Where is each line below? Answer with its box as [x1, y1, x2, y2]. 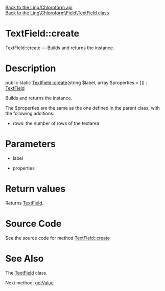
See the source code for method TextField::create [5, 235, 110, 241]
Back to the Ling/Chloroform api [5, 5, 73, 10]
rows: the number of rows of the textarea [12, 120, 100, 126]
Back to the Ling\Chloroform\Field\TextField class [5, 10, 109, 16]
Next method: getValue [5, 279, 54, 286]
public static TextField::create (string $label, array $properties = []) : [5, 79, 148, 86]
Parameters [5, 138, 56, 150]
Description [5, 63, 56, 74]
